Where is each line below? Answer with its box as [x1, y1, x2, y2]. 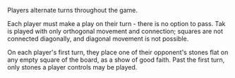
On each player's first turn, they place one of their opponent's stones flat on [7, 48, 229, 56]
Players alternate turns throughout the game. [7, 6, 138, 14]
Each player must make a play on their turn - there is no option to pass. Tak [7, 20, 226, 27]
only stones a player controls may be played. [7, 63, 138, 71]
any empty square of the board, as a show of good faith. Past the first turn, [7, 56, 225, 64]
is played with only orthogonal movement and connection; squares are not [7, 27, 224, 35]
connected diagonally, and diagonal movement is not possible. [7, 34, 189, 43]
